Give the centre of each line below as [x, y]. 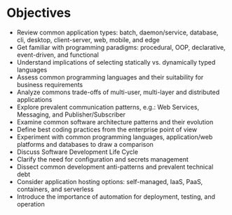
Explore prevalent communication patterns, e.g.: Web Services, [108, 107]
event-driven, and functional [58, 55]
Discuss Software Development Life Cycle [77, 152]
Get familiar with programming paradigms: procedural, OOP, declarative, [121, 47]
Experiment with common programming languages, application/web [115, 137]
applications [34, 99]
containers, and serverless [55, 189]
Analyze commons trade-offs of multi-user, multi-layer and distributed [118, 92]
